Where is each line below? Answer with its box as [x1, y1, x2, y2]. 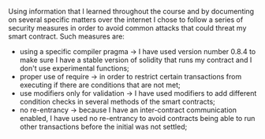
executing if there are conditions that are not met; [19, 80, 181, 90]
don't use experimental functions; [19, 64, 130, 73]
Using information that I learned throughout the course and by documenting [8, 7, 255, 16]
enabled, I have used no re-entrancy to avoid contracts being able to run [19, 114, 256, 123]
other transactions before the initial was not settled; [19, 122, 188, 131]
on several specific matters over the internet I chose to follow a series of [8, 15, 244, 24]
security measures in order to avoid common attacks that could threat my [8, 24, 247, 32]
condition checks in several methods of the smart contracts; [19, 97, 215, 106]
